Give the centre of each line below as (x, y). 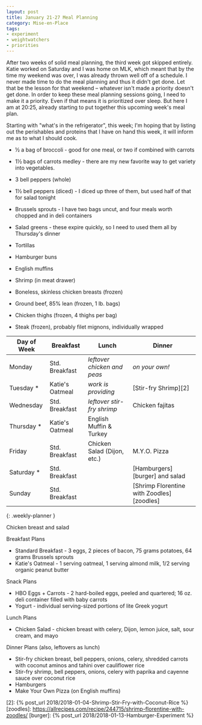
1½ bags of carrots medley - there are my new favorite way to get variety (105, 161)
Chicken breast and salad (38, 527)
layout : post (23, 12)
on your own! (151, 366)
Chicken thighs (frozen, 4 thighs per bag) (66, 315)
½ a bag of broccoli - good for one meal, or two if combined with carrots (105, 150)
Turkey (98, 434)
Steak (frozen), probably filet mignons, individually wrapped (89, 327)
